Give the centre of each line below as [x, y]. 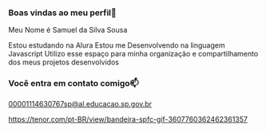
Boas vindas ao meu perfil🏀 [63, 13]
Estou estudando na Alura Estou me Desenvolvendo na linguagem [117, 45]
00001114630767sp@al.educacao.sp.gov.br [80, 103]
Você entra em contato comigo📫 [73, 83]
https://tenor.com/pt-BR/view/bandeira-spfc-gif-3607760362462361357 [128, 119]
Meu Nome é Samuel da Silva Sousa [68, 30]
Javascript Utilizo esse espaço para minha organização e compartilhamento [133, 54]
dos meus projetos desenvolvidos [64, 62]
